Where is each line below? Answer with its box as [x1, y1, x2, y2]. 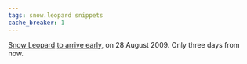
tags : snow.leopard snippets [8, 11, 104, 20]
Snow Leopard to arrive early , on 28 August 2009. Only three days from [8, 40, 240, 49]
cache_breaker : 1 [8, 19, 65, 27]
